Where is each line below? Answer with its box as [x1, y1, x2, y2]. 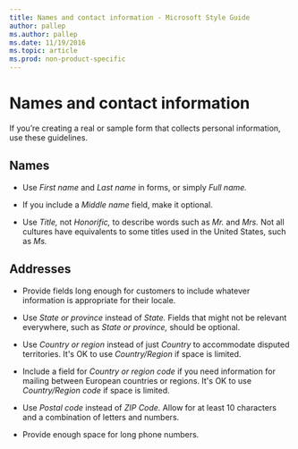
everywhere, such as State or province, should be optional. [21, 321, 241, 332]
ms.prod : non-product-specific [9, 55, 126, 64]
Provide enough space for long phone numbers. [21, 428, 200, 439]
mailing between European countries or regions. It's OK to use [21, 375, 252, 385]
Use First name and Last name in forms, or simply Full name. [21, 182, 248, 192]
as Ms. [21, 235, 47, 246]
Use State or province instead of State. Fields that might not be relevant [21, 312, 287, 323]
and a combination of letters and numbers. [21, 411, 180, 422]
